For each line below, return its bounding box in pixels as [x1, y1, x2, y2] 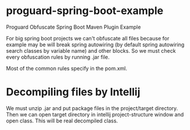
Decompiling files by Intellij [6, 85, 140, 99]
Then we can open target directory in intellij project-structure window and [6, 111, 184, 118]
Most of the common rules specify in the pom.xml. [6, 64, 127, 71]
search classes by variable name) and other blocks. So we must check [6, 47, 177, 54]
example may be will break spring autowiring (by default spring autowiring [6, 41, 185, 48]
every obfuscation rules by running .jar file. [6, 53, 110, 60]
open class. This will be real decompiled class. [6, 117, 118, 124]
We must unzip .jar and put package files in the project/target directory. [6, 104, 178, 112]
